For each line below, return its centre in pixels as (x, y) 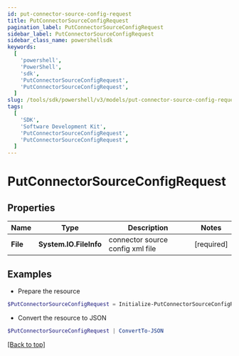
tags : (15, 107)
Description (148, 228)
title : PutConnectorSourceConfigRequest (68, 21)
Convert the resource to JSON (62, 318)
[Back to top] (26, 344)
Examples (30, 274)
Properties (31, 208)
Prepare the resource (49, 291)
